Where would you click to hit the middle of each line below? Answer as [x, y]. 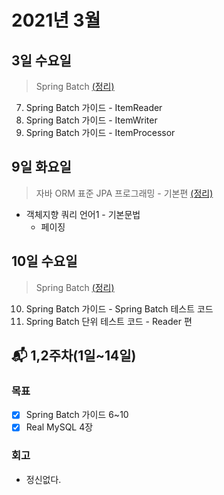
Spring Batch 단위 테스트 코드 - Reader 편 [109, 321]
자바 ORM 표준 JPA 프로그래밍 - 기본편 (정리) [124, 193]
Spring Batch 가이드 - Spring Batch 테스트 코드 [119, 308]
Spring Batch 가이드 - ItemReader [94, 107]
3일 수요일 [41, 60]
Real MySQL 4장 [59, 427]
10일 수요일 [44, 261]
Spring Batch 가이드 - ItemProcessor [100, 132]
